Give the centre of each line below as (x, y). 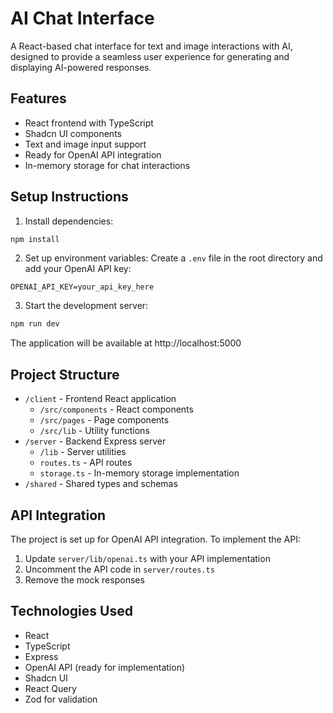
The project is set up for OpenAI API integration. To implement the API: (156, 539)
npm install (35, 239)
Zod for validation (61, 699)
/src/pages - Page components (104, 420)
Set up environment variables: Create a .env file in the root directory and (173, 258)
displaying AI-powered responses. (81, 67)
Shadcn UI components (73, 133)
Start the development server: (86, 306)
